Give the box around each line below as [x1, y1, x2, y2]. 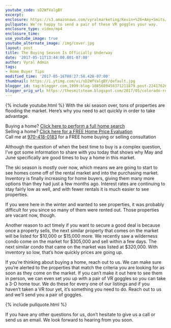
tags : [5, 64, 17, 69]
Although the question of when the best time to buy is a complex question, [5, 143, 162, 149]
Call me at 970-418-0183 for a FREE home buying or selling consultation [5, 134, 156, 140]
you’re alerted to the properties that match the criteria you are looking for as [5, 264, 165, 270]
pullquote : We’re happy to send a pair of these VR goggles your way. [5, 21, 158, 27]
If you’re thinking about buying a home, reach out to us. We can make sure [5, 259, 162, 265]
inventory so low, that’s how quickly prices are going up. [5, 249, 123, 255]
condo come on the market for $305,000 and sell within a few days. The [5, 238, 157, 244]
